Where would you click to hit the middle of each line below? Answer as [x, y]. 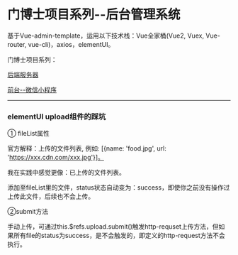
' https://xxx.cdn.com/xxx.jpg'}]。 [56, 158]
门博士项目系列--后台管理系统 [94, 15]
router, [17, 44]
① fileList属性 [28, 134]
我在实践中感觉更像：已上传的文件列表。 [66, 173]
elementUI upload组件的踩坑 [57, 116]
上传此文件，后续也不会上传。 [51, 197]
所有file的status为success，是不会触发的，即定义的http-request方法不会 [119, 236]
